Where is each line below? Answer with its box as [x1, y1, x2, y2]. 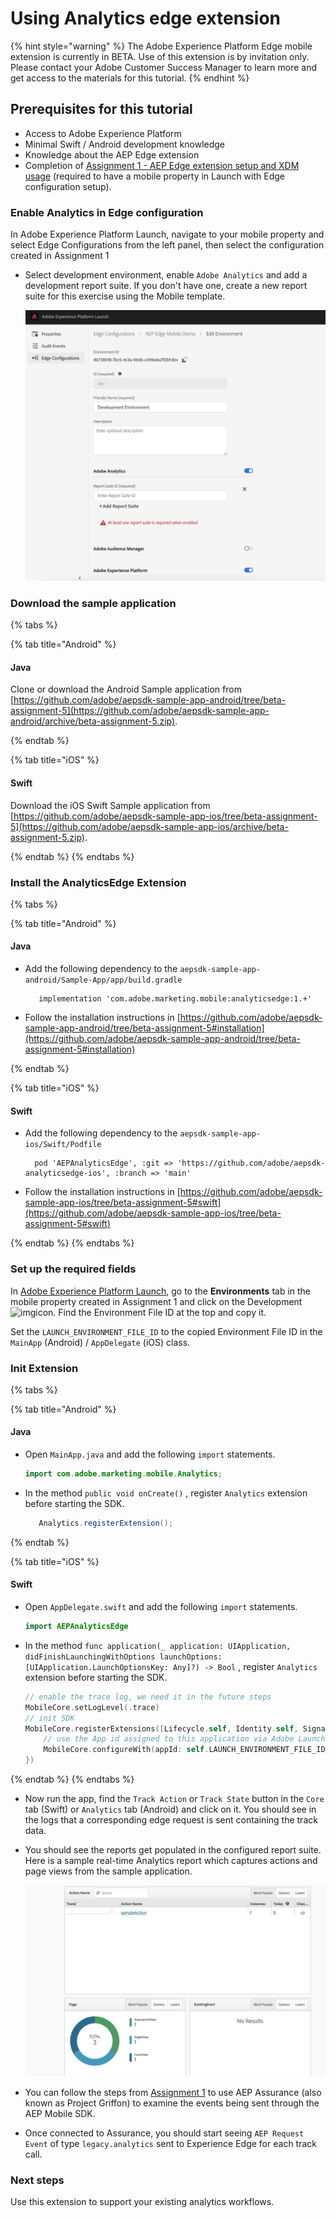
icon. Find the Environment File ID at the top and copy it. [35, 1306, 267, 1318]
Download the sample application [10, 596, 177, 610]
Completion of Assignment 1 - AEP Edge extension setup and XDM [24, 159, 300, 171]
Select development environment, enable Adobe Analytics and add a [24, 269, 308, 281]
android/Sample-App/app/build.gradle [24, 975, 183, 986]
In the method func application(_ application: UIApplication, [24, 1639, 292, 1651]
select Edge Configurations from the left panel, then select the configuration [10, 239, 325, 251]
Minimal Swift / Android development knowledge [24, 138, 226, 150]
